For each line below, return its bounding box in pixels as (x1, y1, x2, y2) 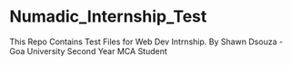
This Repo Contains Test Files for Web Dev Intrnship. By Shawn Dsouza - (9, 36, 284, 47)
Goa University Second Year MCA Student (9, 45, 168, 56)
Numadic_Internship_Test (9, 6, 207, 27)
